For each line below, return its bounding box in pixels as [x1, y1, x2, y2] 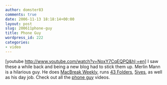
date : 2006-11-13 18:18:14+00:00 [5, 16, 75, 21]
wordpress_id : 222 [5, 35, 43, 40]
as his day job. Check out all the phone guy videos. [5, 74, 110, 80]
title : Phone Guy [5, 30, 41, 35]
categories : [5, 40, 30, 45]
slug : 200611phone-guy [5, 26, 52, 31]
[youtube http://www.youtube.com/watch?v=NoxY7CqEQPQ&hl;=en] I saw [5, 58, 159, 64]
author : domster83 [5, 7, 43, 12]
